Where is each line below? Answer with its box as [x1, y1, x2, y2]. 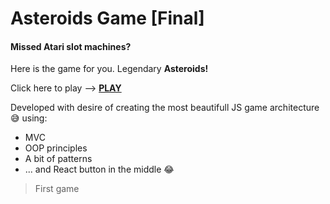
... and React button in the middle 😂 [24, 163, 175, 176]
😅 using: [10, 112, 48, 124]
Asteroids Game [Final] [10, 7, 205, 30]
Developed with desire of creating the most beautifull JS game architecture [10, 102, 320, 114]
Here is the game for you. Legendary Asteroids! [10, 63, 209, 75]
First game [34, 183, 80, 195]
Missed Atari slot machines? [10, 40, 132, 52]
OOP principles [24, 142, 88, 154]
